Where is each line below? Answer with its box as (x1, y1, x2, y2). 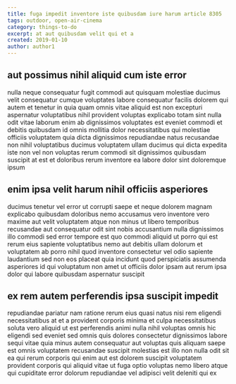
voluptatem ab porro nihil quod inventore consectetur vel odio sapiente (7, 247, 213, 256)
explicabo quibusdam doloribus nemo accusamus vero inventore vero (7, 210, 210, 218)
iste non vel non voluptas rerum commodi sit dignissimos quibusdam (7, 148, 206, 156)
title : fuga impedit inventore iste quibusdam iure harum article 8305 (7, 10, 222, 18)
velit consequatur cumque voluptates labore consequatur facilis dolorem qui (7, 95, 229, 104)
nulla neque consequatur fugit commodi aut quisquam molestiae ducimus (7, 88, 221, 96)
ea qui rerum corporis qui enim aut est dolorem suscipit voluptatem (7, 354, 202, 362)
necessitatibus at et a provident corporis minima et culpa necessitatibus (7, 316, 216, 325)
